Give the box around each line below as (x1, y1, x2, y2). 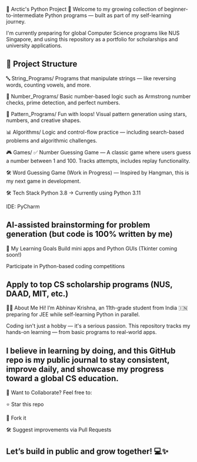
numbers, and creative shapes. (6, 117, 81, 124)
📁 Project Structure (6, 59, 78, 69)
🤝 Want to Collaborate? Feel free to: (6, 389, 92, 396)
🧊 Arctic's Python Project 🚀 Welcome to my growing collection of (6, 6, 163, 12)
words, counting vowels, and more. (6, 81, 91, 88)
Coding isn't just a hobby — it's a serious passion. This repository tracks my (6, 322, 191, 329)
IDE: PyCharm (6, 203, 40, 210)
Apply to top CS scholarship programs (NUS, (6, 280, 173, 290)
